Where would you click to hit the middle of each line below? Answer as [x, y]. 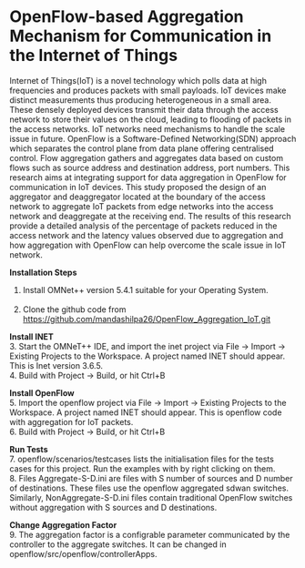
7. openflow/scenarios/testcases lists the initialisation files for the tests [142, 459]
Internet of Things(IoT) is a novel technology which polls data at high [138, 80]
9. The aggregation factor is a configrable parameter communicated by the [150, 534]
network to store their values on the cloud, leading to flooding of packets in [150, 119]
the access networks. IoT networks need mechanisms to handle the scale [147, 128]
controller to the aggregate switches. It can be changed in [118, 544]
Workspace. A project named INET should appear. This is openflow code [146, 412]
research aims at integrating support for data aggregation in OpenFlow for [148, 177]
